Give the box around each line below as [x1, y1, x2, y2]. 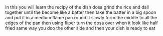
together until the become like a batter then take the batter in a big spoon [5, 9, 156, 15]
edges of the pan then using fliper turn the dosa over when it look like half [5, 20, 158, 26]
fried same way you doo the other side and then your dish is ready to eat [5, 25, 155, 31]
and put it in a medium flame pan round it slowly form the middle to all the [5, 15, 157, 20]
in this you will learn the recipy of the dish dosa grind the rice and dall [5, 4, 149, 10]
